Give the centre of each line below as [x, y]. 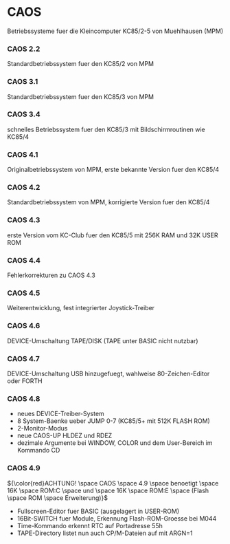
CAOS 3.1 [23, 82]
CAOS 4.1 [23, 154]
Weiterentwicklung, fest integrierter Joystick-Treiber [81, 308]
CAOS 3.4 [24, 114]
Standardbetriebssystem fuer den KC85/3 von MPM [81, 96]
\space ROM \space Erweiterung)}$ [58, 498]
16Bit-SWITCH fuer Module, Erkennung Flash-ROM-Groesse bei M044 [117, 518]
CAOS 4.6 [24, 326]
